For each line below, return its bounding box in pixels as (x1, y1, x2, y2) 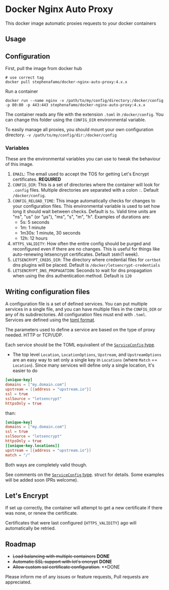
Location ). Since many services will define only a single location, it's (12, 362, 155, 369)
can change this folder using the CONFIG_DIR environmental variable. (5, 117, 146, 123)
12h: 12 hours (20, 235, 48, 242)
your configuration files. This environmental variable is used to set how (12, 203, 160, 209)
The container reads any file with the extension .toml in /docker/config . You (5, 111, 164, 117)
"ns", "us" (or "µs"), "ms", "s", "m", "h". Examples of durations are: (12, 214, 150, 220)
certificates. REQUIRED (12, 176, 62, 183)
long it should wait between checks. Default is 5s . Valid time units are (12, 208, 156, 215)
